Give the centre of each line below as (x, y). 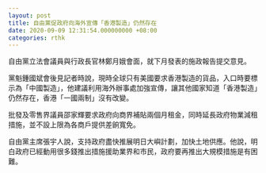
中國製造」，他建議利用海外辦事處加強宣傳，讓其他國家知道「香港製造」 (143, 88)
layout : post (30, 15)
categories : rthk (37, 38)
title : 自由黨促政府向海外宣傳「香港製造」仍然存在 (82, 23)
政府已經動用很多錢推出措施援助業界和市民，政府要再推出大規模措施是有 (133, 152)
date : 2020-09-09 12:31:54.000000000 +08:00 (83, 30)
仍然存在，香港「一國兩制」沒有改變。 (70, 98)
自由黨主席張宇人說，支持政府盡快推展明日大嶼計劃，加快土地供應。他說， (129, 142)
